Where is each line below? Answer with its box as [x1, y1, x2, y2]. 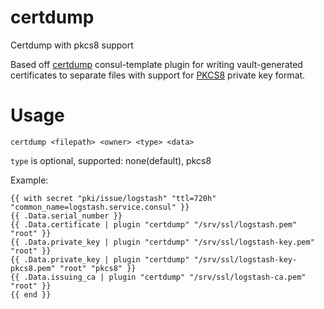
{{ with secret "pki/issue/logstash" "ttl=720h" [10, 193, 217, 203]
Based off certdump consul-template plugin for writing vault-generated [10, 58, 303, 70]
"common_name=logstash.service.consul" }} [10, 202, 190, 212]
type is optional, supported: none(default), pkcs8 [10, 154, 212, 166]
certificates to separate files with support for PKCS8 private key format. [10, 69, 306, 81]
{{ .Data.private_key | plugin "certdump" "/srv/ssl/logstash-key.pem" [10, 237, 315, 247]
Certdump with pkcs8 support [10, 39, 134, 51]
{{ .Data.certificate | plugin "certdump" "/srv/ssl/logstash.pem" [10, 219, 298, 230]
